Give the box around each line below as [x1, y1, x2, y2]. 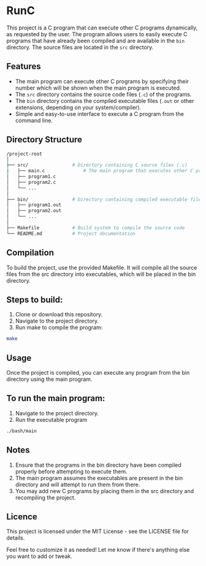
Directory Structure [6, 134, 83, 145]
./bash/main [6, 427, 37, 434]
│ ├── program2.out [6, 208, 62, 214]
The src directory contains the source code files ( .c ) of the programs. [15, 90, 192, 98]
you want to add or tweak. [6, 553, 72, 560]
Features [6, 61, 41, 72]
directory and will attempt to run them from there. [15, 481, 140, 488]
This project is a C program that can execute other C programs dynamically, [6, 24, 198, 31]
